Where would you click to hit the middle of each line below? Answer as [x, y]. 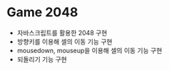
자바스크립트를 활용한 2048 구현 [62, 33]
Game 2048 [42, 12]
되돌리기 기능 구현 [42, 59]
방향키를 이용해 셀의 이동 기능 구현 [65, 41]
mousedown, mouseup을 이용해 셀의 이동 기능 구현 [89, 50]
